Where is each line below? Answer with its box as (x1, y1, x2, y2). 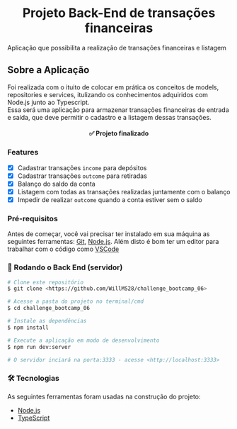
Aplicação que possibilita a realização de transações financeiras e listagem (7, 43, 226, 52)
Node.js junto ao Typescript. (7, 98, 90, 106)
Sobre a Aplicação (7, 64, 90, 76)
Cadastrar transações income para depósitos (17, 163, 147, 172)
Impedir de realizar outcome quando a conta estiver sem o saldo (17, 195, 203, 204)
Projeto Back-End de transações (22, 5, 216, 21)
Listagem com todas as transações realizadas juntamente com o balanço (17, 187, 231, 196)
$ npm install (7, 324, 50, 331)
